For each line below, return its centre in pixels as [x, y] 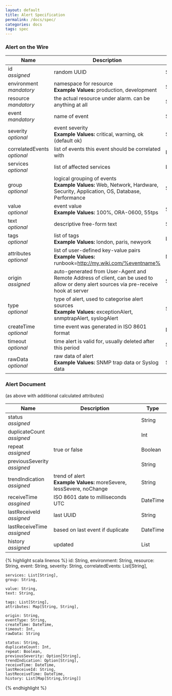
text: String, [20, 593]
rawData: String [23, 633]
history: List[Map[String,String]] [43, 678]
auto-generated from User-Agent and [100, 271]
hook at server [71, 291]
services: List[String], [32, 575]
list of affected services [82, 167]
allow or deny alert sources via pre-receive [106, 284]
